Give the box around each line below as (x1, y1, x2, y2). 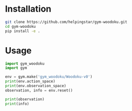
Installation (5, 3, 52, 15)
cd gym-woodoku (5, 24, 36, 29)
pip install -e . (5, 28, 40, 34)
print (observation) (5, 96, 45, 102)
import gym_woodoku (5, 61, 45, 66)
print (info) (5, 101, 29, 106)
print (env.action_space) (5, 79, 56, 84)
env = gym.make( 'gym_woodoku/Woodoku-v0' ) (5, 74, 93, 79)
